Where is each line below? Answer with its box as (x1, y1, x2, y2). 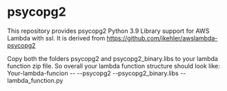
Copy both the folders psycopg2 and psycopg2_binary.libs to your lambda (7, 54, 219, 62)
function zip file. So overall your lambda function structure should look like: (7, 62, 221, 70)
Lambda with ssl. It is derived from (7, 34, 106, 42)
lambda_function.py (7, 76, 63, 84)
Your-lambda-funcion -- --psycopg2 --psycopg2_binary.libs (7, 69, 179, 77)
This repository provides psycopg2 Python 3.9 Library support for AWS (7, 27, 210, 35)
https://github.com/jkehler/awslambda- (106, 34, 218, 42)
